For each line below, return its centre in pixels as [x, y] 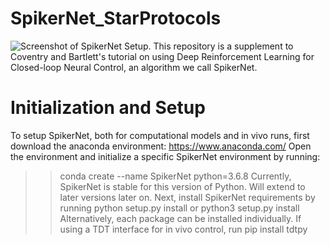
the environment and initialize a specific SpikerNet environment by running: [165, 156]
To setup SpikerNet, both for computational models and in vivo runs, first [160, 135]
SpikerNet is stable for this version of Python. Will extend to [182, 186]
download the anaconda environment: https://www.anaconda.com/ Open [161, 146]
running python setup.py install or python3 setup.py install [179, 208]
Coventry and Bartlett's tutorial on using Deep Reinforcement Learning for [162, 56]
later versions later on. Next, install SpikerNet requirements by [187, 197]
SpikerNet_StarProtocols [116, 18]
